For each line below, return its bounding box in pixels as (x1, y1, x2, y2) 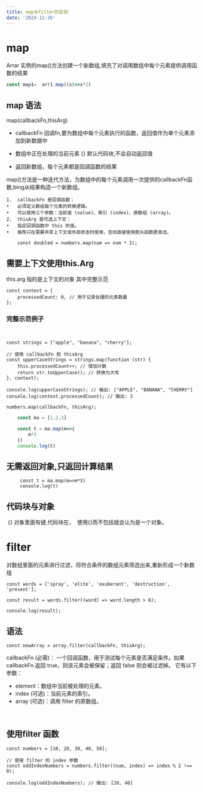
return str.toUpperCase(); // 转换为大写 (17, 370, 119, 376)
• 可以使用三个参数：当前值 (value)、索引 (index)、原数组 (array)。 (6, 210, 174, 216)
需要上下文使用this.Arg (6, 258, 94, 269)
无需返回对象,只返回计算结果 (6, 462, 114, 471)
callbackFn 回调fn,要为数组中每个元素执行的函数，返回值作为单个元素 (15, 129, 190, 137)
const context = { (6, 288, 53, 294)
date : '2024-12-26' (6, 15, 56, 21)
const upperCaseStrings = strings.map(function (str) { (6, 357, 151, 363)
